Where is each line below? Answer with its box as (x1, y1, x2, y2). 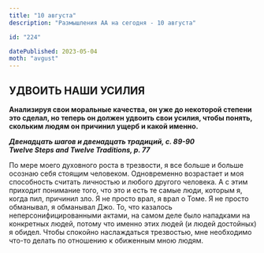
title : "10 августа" (9, 11, 77, 20)
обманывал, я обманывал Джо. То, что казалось (9, 202, 173, 211)
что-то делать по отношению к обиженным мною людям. (9, 236, 204, 245)
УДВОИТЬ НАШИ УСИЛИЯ (9, 84, 145, 97)
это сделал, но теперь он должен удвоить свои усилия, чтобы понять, (9, 113, 253, 122)
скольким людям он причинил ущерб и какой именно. (9, 121, 199, 131)
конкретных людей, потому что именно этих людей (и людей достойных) (9, 218, 257, 229)
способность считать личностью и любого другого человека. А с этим (9, 177, 248, 186)
